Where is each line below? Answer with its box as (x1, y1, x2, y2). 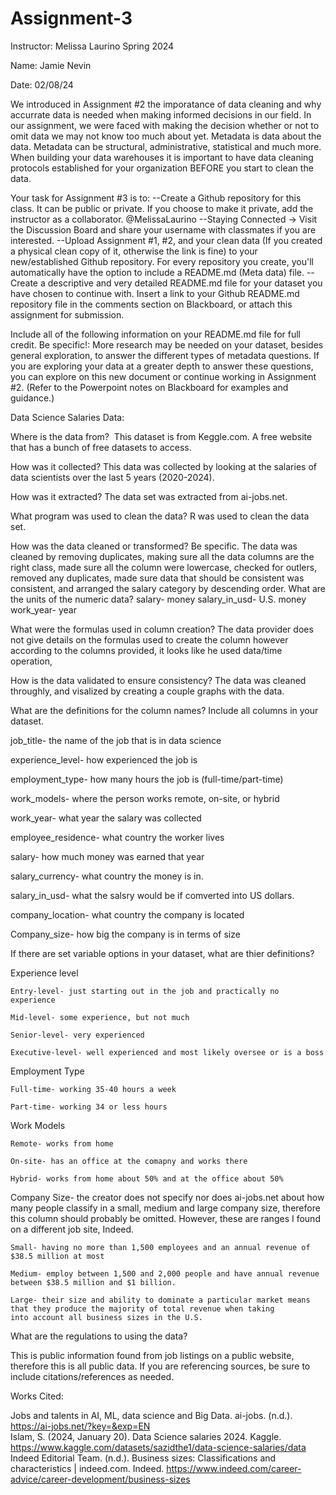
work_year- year (10, 603, 77, 616)
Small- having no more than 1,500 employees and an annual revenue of (10, 1242, 311, 1252)
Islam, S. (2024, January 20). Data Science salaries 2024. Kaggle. (10, 1430, 282, 1442)
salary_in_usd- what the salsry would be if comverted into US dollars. (10, 889, 295, 901)
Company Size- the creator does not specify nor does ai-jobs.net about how (10, 1191, 325, 1203)
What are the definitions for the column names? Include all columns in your (10, 704, 319, 716)
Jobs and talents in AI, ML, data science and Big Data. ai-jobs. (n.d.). (10, 1409, 293, 1421)
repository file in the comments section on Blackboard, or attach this (10, 298, 293, 310)
